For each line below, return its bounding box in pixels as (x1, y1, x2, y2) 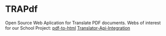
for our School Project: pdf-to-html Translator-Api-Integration (5, 25, 130, 31)
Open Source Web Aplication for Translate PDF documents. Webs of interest (5, 20, 161, 26)
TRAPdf (5, 3, 38, 15)
